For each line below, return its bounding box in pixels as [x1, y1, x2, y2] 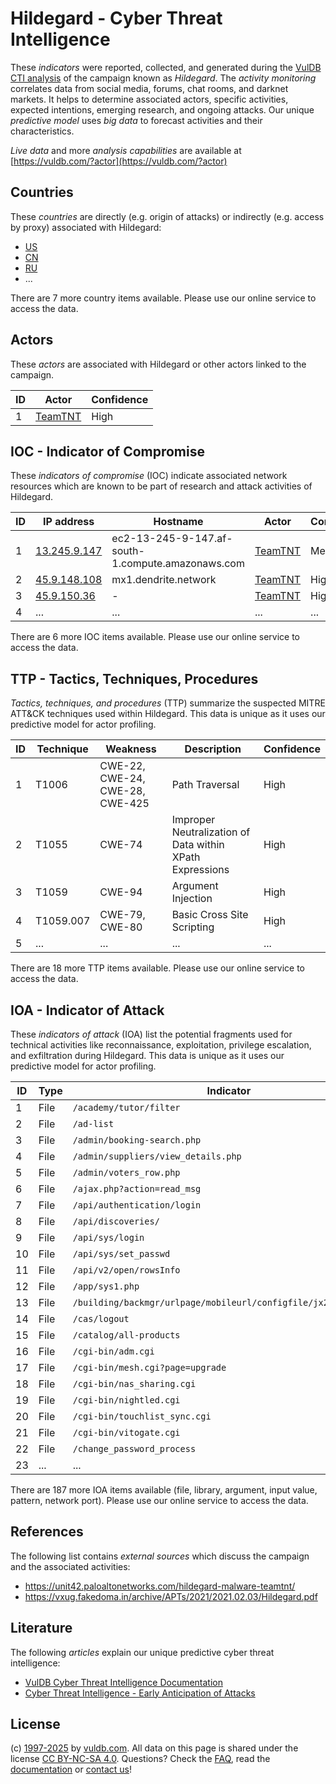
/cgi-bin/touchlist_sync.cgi [72, 1411, 212, 1422]
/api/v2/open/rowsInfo [72, 1265, 181, 1276]
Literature [10, 1620, 73, 1637]
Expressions [171, 863, 230, 877]
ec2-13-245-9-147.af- [111, 532, 233, 546]
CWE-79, [99, 908, 146, 922]
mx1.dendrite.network [111, 573, 217, 587]
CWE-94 [99, 885, 143, 899]
